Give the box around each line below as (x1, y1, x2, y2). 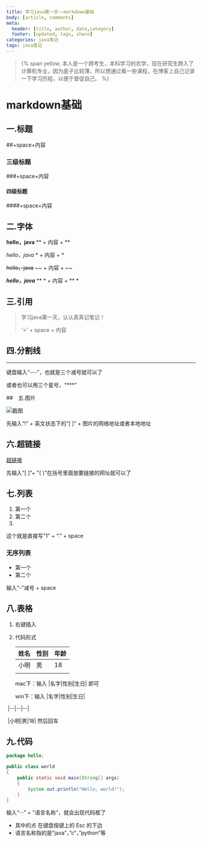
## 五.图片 (6, 394, 36, 401)
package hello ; (6, 753, 44, 759)
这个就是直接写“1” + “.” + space (6, 532, 84, 540)
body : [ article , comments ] (6, 14, 74, 21)
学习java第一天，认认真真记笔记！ (20, 314, 105, 320)
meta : (6, 20, 20, 26)
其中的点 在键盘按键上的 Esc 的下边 (14, 821, 103, 829)
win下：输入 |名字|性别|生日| (14, 692, 85, 700)
